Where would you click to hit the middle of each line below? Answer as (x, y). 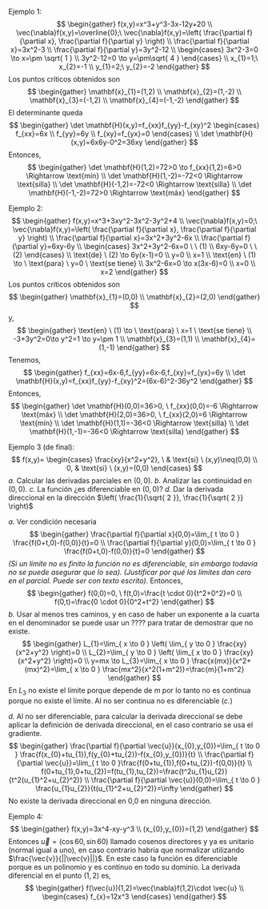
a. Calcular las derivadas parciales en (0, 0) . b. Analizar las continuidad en (130, 481)
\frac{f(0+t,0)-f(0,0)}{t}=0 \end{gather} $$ (134, 551)
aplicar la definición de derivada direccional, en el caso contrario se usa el (131, 725)
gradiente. (25, 733)
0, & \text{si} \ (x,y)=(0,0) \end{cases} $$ (134, 468)
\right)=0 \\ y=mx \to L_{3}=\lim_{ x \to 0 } (122, 661)
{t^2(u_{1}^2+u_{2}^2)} (46, 779)
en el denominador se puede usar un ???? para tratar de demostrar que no (131, 623)
